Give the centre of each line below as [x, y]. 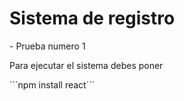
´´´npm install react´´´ [52, 84]
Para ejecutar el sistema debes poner [86, 65]
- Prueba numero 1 [47, 46]
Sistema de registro [92, 18]
